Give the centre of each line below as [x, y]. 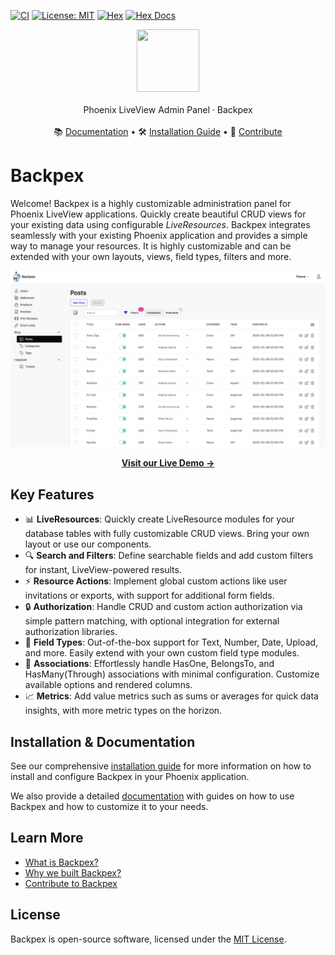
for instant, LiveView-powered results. [103, 570]
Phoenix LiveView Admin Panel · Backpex [168, 109]
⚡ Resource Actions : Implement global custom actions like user [156, 581]
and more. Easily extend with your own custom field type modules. [162, 653]
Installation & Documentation [103, 741]
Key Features [52, 494]
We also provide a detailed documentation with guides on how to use [152, 796]
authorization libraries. [71, 632]
